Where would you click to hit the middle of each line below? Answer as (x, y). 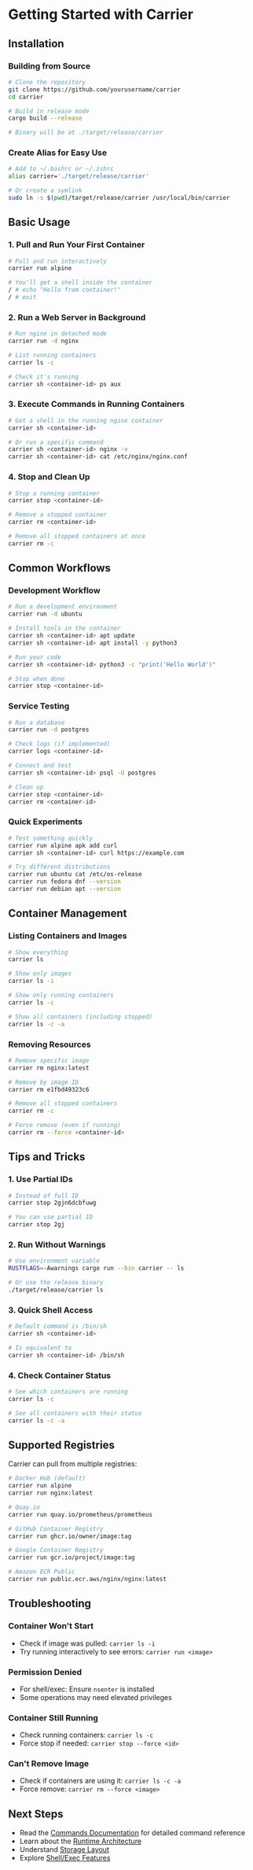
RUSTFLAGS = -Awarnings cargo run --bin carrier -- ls (96, 1269)
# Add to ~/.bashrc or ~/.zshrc (61, 169)
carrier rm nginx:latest (49, 1068)
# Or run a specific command (56, 442)
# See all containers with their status (75, 1413)
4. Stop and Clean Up (49, 477)
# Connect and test (40, 766)
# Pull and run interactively (58, 261)
